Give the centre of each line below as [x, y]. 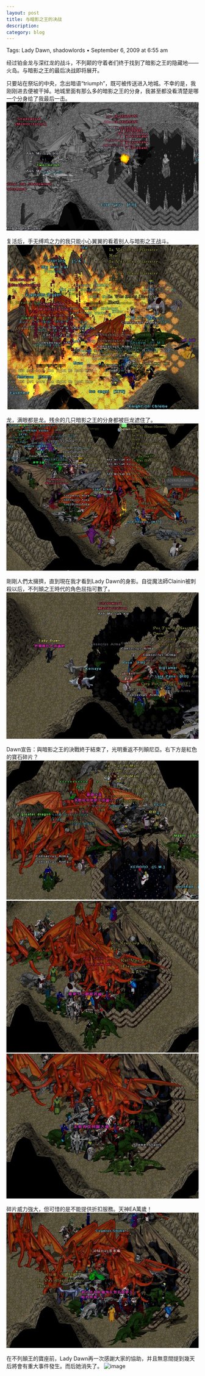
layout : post [23, 13]
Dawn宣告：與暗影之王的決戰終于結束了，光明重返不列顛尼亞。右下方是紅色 [102, 749]
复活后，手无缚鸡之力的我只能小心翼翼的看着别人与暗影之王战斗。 [89, 242]
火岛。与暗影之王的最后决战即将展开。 [54, 71]
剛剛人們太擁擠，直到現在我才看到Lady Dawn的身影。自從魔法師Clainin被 [99, 581]
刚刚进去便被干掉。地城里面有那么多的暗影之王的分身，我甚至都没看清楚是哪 [103, 91]
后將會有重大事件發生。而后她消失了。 [54, 1366]
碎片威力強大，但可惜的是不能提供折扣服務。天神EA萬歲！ [79, 1209]
